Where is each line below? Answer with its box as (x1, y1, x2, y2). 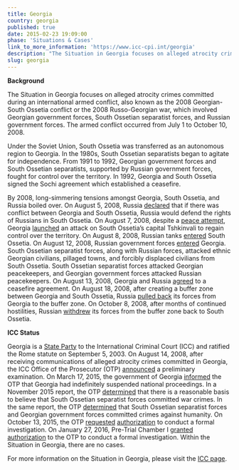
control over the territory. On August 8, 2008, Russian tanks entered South (7, 231, 225, 239)
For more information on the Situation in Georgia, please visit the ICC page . (7, 454, 228, 463)
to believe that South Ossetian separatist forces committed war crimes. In (7, 395, 223, 403)
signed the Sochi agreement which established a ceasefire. (7, 179, 181, 188)
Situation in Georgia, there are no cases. (7, 440, 125, 449)
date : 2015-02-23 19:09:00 (7, 30, 87, 38)
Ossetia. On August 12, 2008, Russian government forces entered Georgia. (7, 239, 226, 247)
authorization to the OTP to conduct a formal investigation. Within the (7, 432, 211, 442)
